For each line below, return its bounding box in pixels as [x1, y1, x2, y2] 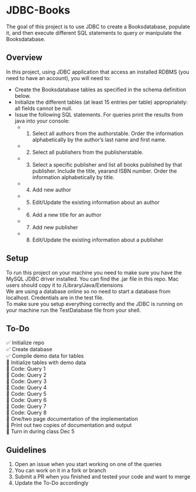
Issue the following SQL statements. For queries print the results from [14, 111, 184, 118]
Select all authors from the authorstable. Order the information [32, 130, 184, 137]
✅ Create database [6, 346, 52, 353]
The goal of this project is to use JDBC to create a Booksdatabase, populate [6, 23, 190, 30]
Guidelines [6, 445, 46, 455]
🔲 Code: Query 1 [6, 365, 46, 372]
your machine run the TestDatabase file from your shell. [6, 306, 141, 313]
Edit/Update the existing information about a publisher [32, 236, 164, 243]
